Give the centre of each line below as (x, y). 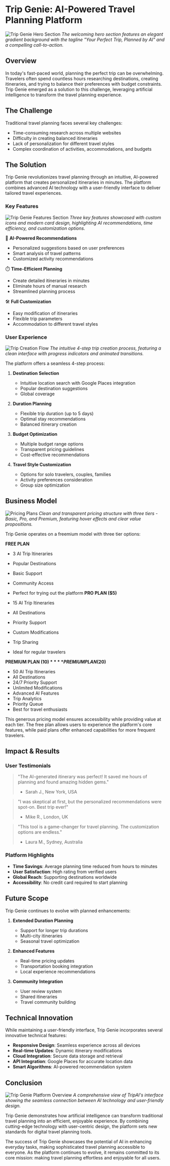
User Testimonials (28, 766)
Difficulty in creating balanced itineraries (55, 138)
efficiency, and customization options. (45, 228)
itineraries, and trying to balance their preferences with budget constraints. (84, 84)
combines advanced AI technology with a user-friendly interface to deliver (83, 188)
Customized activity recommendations (53, 259)
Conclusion (24, 1083)
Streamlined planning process (44, 291)
